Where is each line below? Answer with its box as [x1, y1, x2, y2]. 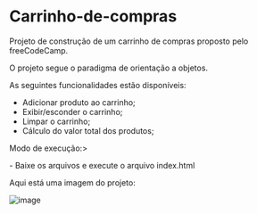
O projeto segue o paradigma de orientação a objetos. [9, 62, 208, 73]
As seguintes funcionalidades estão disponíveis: [9, 79, 187, 90]
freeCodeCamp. [9, 45, 69, 55]
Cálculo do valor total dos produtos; [21, 125, 154, 136]
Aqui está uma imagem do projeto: [9, 177, 136, 188]
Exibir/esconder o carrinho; [21, 106, 123, 117]
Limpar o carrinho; [21, 116, 91, 127]
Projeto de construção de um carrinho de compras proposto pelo [9, 36, 249, 46]
